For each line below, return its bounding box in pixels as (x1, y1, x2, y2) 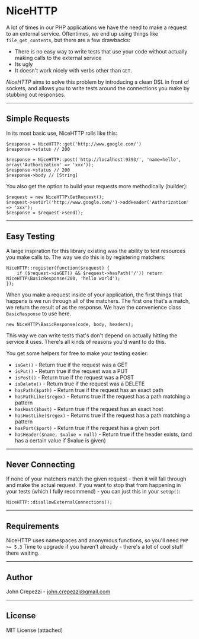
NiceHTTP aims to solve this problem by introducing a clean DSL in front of (6, 78, 190, 86)
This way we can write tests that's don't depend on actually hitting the (6, 331, 178, 339)
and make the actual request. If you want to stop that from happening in (6, 482, 181, 489)
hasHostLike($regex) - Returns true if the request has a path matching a (14, 412, 191, 419)
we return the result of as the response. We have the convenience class (6, 303, 182, 311)
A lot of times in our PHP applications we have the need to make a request (6, 24, 187, 31)
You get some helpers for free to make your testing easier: (6, 349, 149, 357)
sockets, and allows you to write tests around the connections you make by (6, 84, 190, 91)
